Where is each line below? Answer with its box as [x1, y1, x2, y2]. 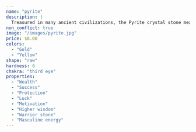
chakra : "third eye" [6, 68, 57, 74]
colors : [6, 41, 25, 47]
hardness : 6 [6, 62, 35, 69]
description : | [6, 14, 43, 20]
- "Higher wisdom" [11, 106, 57, 112]
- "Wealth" [11, 79, 38, 85]
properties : [6, 74, 35, 79]
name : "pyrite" [6, 8, 43, 15]
